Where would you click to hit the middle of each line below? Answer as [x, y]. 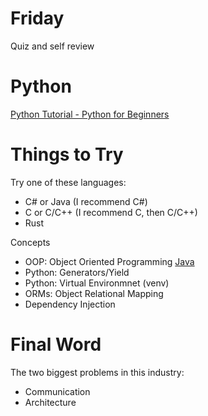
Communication [57, 391]
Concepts [30, 242]
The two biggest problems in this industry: [97, 372]
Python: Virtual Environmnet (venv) [97, 283]
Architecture [50, 402]
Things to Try [67, 154]
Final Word [56, 344]
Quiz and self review [52, 46]
